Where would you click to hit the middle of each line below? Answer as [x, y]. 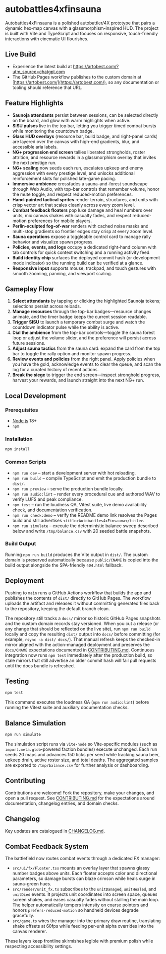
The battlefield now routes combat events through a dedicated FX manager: [83, 859]
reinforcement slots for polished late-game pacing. [64, 178]
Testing [17, 681]
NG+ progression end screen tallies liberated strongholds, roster [79, 152]
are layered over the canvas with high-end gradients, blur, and [76, 141]
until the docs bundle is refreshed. [40, 666]
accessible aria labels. [35, 147]
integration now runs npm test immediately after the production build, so [79, 655]
